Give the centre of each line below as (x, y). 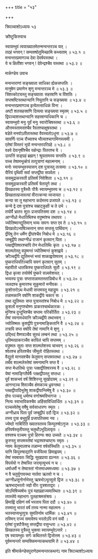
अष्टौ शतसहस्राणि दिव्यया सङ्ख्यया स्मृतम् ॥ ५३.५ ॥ (46, 111)
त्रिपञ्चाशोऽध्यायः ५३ (21, 27)
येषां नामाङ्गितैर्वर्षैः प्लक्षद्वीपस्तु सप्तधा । (35, 374)
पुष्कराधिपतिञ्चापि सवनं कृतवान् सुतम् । (36, 262)
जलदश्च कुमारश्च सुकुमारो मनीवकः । (34, 284)
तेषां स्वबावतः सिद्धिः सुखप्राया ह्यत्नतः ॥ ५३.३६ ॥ (43, 457)
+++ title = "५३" (21, 7)
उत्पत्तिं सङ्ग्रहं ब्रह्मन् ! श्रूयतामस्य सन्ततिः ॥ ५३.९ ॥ (45, 156)
